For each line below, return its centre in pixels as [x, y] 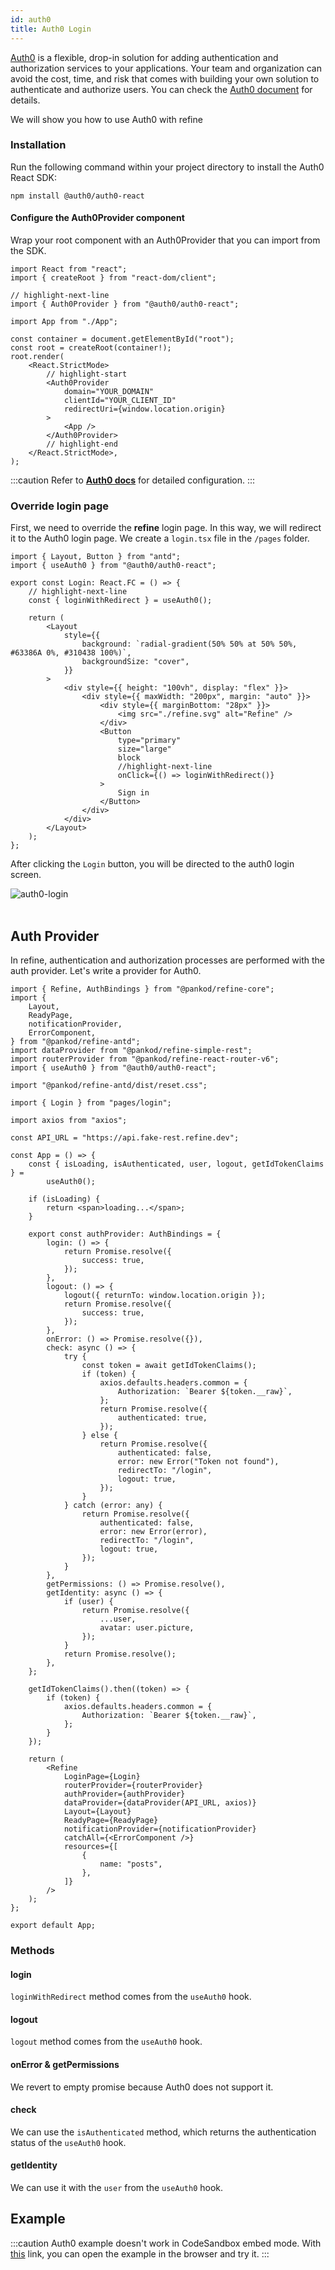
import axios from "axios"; [69, 1121]
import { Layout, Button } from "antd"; [96, 557]
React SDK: [34, 177]
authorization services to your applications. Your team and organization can [166, 68]
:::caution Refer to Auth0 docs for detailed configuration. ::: [133, 480]
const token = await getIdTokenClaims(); [169, 1366]
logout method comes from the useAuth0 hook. [106, 2042]
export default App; [53, 1926]
